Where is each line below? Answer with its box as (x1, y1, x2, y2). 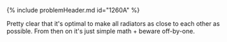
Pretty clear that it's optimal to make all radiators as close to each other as (6, 20, 221, 27)
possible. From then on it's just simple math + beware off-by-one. (6, 27, 195, 35)
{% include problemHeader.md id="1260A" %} (6, 6, 140, 14)
